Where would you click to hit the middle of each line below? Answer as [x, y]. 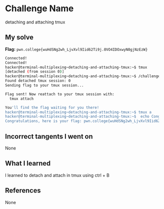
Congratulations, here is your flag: [43, 121]
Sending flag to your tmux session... [44, 85]
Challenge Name [40, 9]
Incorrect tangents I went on [49, 136]
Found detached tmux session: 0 [38, 81]
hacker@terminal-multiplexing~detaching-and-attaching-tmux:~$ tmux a [78, 112]
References [23, 191]
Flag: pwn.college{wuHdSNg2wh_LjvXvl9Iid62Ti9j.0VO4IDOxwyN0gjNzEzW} [76, 49]
